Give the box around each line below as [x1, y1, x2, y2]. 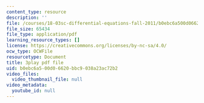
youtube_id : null [12, 88, 56, 94]
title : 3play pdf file [6, 59, 64, 65]
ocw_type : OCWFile [6, 48, 53, 55]
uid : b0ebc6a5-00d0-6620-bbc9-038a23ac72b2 [6, 65, 118, 71]
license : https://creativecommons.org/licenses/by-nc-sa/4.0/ [6, 43, 167, 49]
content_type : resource [6, 8, 67, 15]
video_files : [6, 71, 39, 77]
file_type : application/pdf [6, 32, 78, 38]
